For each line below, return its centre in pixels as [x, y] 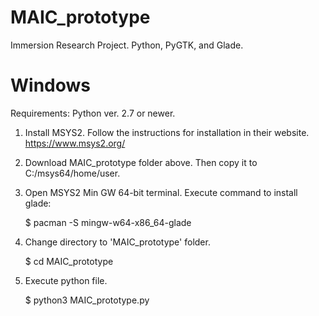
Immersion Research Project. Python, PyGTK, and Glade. [127, 45]
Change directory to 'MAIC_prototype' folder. [117, 242]
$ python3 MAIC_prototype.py [87, 300]
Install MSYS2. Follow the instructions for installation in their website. [167, 132]
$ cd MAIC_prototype [69, 261]
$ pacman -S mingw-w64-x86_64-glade [108, 222]
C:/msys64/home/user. [72, 173]
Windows [50, 85]
